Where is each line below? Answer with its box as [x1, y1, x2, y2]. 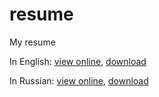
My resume [9, 36, 56, 48]
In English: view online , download [9, 55, 147, 67]
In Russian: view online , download [9, 74, 149, 87]
